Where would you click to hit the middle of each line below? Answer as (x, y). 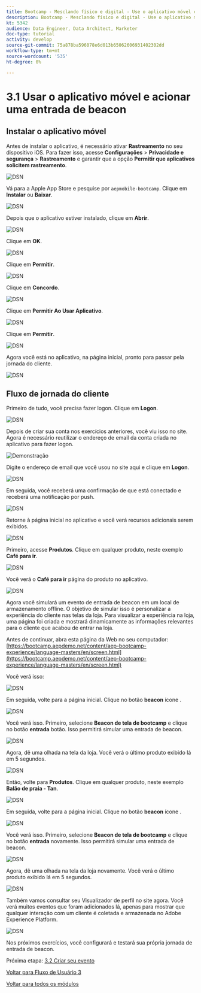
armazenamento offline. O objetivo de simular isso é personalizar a (89, 609)
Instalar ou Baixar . (29, 195)
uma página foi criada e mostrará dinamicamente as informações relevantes (100, 622)
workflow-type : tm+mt (33, 51)
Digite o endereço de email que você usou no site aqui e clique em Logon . (98, 467)
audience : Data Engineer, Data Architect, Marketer (72, 28)
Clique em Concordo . (33, 287)
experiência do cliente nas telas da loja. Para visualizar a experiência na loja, (100, 615)
